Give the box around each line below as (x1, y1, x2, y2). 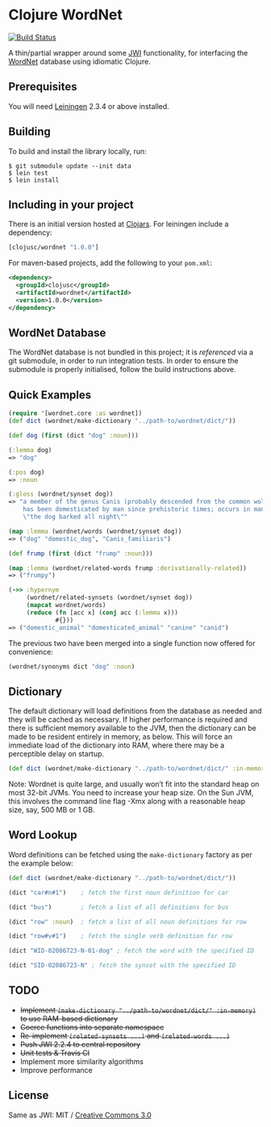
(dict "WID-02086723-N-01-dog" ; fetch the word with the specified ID (8, 947, 254, 955)
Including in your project (8, 198, 135, 212)
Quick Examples (8, 388, 92, 401)
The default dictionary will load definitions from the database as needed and (8, 706, 262, 716)
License (8, 1088, 49, 1103)
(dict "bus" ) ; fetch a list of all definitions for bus (8, 903, 229, 911)
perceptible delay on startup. (8, 749, 105, 759)
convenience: (8, 647, 54, 656)
